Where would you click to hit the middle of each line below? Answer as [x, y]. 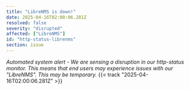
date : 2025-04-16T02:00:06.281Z [46, 17]
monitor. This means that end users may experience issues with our [90, 68]
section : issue [25, 45]
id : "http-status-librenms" [41, 39]
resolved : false [26, 23]
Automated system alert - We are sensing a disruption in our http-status [95, 62]
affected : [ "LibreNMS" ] [36, 34]
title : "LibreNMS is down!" [41, 12]
